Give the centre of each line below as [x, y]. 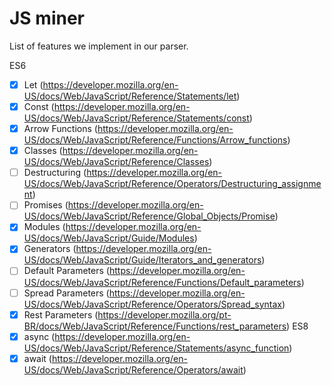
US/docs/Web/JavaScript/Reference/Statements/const [136, 118]
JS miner [47, 18]
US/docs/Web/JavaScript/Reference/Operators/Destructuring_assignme [172, 184]
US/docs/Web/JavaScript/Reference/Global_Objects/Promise [149, 216]
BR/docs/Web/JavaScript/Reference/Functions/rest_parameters [155, 326]
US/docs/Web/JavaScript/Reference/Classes [116, 162]
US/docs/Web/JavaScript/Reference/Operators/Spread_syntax [152, 304]
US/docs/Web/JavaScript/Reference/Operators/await [133, 369]
